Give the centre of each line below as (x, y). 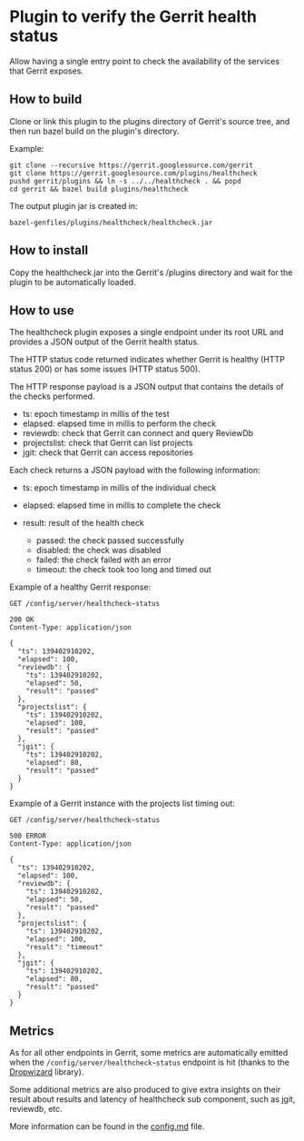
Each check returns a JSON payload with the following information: (135, 471)
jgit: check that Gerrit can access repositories (108, 452)
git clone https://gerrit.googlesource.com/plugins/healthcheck (133, 173)
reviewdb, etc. (36, 1109)
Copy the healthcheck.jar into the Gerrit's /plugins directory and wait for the (151, 272)
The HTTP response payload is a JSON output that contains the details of (147, 387)
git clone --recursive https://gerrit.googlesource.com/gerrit (132, 165)
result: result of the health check (83, 523)
